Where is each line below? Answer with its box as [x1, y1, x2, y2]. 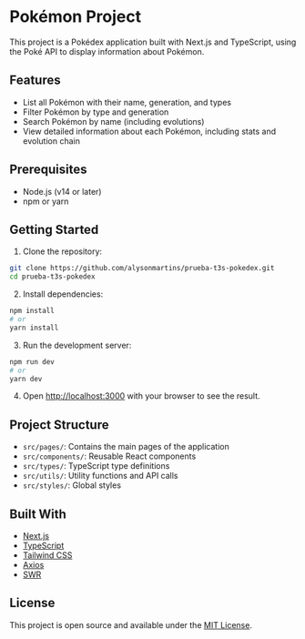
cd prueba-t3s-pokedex [9, 272, 96, 281]
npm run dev [9, 357, 55, 366]
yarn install [9, 323, 59, 332]
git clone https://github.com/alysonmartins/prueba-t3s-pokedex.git [9, 264, 275, 273]
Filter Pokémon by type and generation [22, 106, 169, 117]
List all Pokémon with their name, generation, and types [22, 96, 232, 107]
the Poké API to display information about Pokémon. [9, 46, 205, 56]
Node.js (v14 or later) [22, 186, 102, 197]
